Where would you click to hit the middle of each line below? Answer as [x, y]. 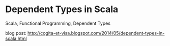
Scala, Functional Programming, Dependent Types [58, 23]
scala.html [16, 38]
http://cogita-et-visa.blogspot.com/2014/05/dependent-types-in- [96, 33]
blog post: [16, 33]
